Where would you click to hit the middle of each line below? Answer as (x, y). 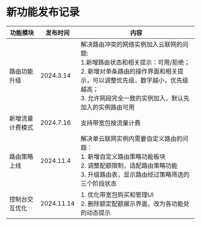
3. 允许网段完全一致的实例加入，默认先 (135, 98)
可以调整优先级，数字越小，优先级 (140, 80)
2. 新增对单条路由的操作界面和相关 (129, 71)
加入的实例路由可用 (107, 107)
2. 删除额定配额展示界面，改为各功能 (132, 203)
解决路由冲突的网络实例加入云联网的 (131, 44)
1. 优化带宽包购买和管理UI (117, 194)
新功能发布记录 (43, 12)
